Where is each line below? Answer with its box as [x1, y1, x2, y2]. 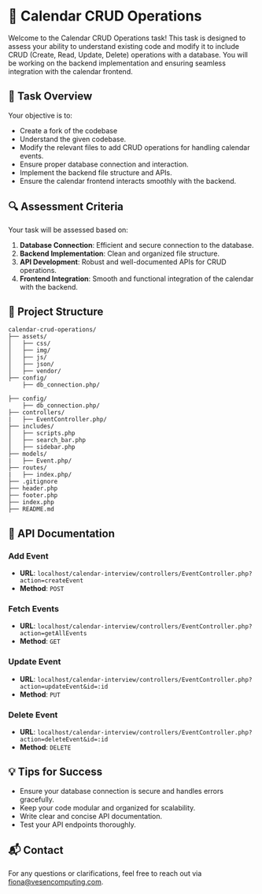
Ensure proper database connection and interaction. [19, 159, 189, 169]
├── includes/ [8, 422, 55, 431]
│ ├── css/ [8, 339, 51, 348]
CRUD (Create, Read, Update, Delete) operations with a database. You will [8, 50, 248, 59]
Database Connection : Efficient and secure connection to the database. [19, 240, 254, 249]
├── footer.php [8, 492, 58, 499]
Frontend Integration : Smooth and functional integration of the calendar [19, 274, 254, 283]
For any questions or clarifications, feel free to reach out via [8, 868, 202, 878]
